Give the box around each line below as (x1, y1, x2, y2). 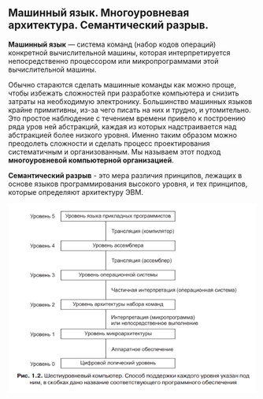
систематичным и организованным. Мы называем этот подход (8, 147, 221, 156)
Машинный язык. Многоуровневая (8, 6, 190, 20)
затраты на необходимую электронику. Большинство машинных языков (8, 96, 253, 106)
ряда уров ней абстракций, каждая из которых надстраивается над (8, 121, 237, 131)
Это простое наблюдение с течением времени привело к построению (8, 114, 246, 123)
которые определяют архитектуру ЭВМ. (8, 187, 144, 196)
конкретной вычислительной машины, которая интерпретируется (8, 47, 231, 58)
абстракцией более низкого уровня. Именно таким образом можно (8, 130, 238, 140)
